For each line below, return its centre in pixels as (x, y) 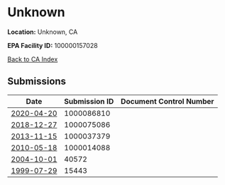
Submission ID (89, 101)
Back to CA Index (33, 59)
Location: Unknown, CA (43, 32)
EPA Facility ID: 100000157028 (53, 45)
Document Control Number (167, 101)
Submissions (37, 82)
